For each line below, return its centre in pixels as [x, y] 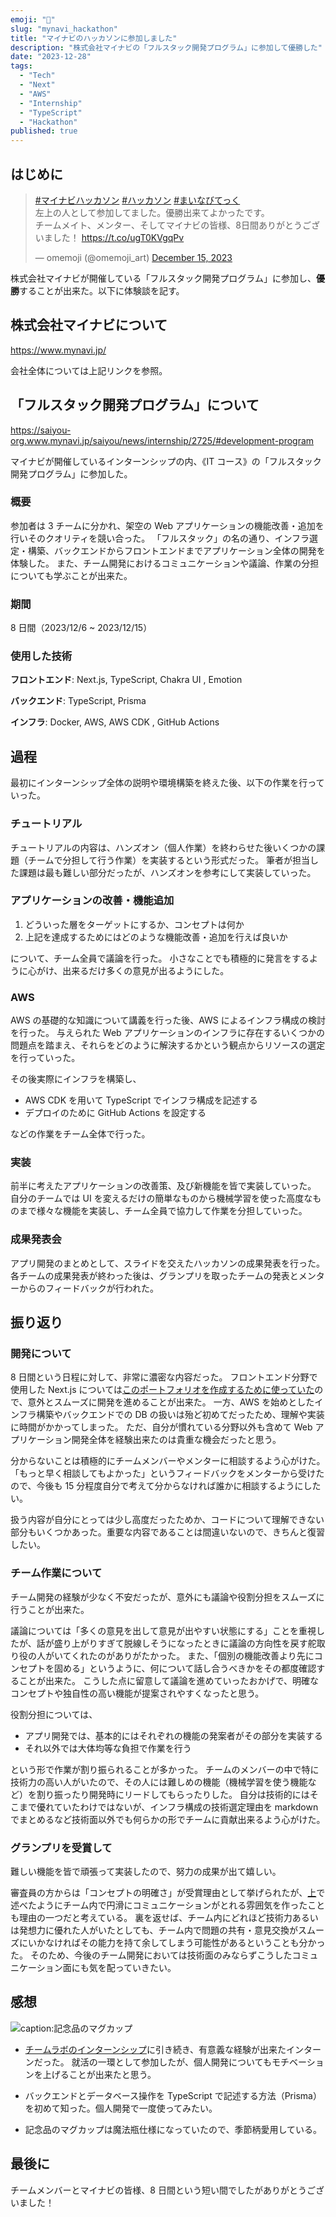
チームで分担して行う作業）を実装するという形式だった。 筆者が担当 [169, 860]
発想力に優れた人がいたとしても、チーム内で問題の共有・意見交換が [158, 1930]
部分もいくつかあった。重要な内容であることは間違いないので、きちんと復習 [168, 1532]
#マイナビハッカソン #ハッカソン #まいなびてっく [137, 200]
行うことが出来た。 [50, 1609]
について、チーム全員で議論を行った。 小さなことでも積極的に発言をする [160, 958]
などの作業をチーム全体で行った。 [80, 1134]
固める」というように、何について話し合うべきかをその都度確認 [185, 1668]
